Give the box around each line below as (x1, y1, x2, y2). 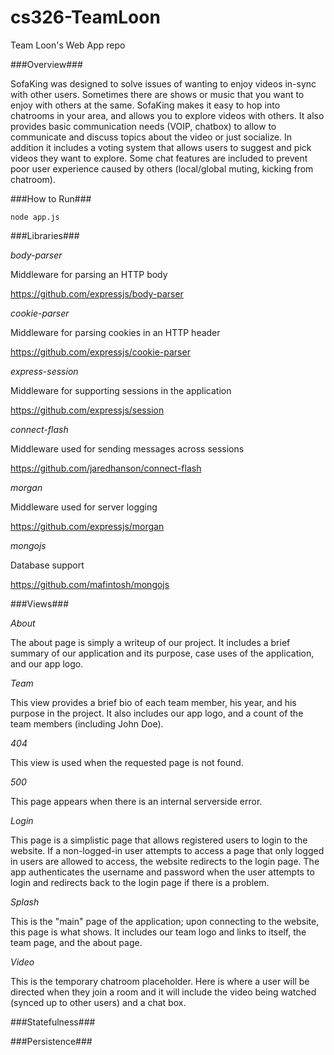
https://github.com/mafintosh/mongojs (10, 578, 170, 590)
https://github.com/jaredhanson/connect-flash (10, 462, 202, 474)
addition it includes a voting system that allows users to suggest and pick (10, 141, 312, 153)
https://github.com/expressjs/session (10, 404, 165, 416)
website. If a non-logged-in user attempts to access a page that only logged (10, 844, 325, 856)
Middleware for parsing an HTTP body (10, 268, 168, 280)
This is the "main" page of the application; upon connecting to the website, (10, 915, 320, 927)
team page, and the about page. (10, 936, 143, 948)
